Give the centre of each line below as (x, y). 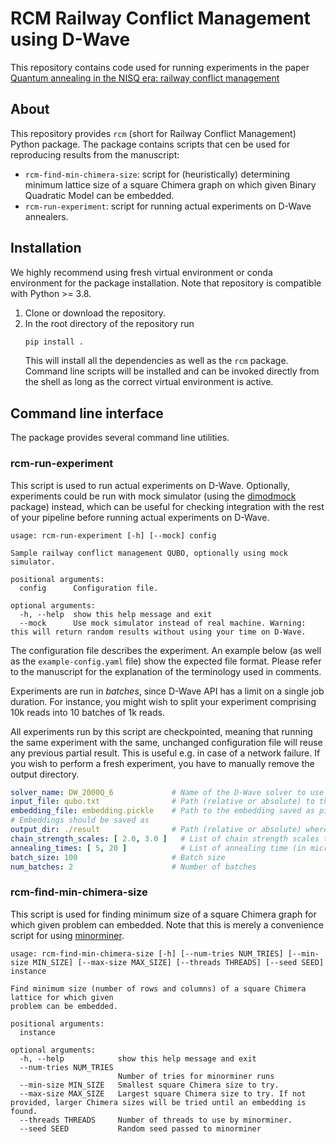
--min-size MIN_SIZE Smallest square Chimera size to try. (149, 1085)
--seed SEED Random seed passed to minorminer (140, 1128)
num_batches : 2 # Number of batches (133, 867)
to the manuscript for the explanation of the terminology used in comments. (166, 671)
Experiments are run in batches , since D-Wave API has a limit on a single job (167, 691)
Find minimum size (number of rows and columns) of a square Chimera (158, 988)
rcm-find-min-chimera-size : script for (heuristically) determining (157, 174)
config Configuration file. (89, 588)
